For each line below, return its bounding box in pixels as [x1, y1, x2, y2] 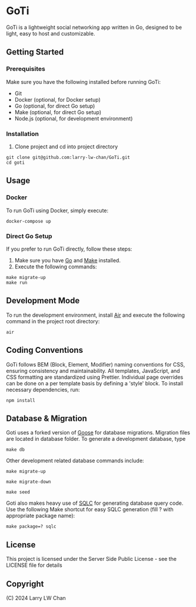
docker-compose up [6, 218, 51, 224]
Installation [6, 129, 39, 138]
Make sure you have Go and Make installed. [14, 257, 121, 264]
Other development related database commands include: [6, 457, 144, 465]
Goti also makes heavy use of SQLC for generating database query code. [6, 499, 184, 507]
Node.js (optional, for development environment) [14, 115, 133, 122]
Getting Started [6, 47, 64, 57]
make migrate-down [6, 479, 51, 485]
